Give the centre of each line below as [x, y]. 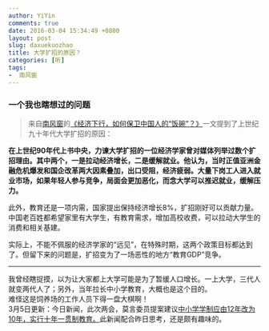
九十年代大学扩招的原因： [70, 134]
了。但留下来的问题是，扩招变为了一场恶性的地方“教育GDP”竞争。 [117, 254]
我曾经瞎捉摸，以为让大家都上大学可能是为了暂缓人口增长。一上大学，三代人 [134, 279]
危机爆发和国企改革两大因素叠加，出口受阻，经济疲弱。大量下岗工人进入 [134, 170]
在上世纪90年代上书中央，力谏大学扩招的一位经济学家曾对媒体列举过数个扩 [132, 150]
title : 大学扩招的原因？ [45, 53]
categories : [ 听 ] [37, 61]
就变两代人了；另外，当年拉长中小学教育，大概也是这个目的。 [110, 289]
